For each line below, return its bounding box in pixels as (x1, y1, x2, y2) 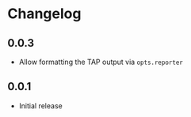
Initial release (18, 100, 63, 111)
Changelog (7, 5, 82, 23)
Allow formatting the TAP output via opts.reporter (18, 57, 183, 66)
